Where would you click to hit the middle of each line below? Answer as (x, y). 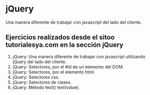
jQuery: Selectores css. (36, 77)
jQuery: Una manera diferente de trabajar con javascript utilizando (79, 56)
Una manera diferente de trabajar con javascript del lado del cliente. (74, 22)
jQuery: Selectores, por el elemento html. (54, 72)
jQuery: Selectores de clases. (42, 82)
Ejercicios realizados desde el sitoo (60, 37)
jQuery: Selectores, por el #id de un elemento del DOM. (68, 67)
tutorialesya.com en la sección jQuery (65, 45)
